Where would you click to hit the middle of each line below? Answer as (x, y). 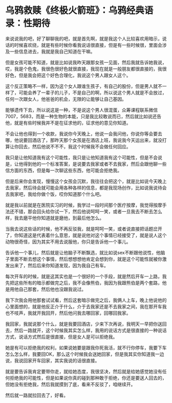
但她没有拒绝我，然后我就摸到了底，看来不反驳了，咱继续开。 (70, 384)
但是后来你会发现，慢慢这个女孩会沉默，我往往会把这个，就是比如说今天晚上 (86, 181)
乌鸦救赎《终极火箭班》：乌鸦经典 (75, 11)
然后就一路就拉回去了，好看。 (37, 395)
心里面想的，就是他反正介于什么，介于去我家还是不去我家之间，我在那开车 (84, 306)
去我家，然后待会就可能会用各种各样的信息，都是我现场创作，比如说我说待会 (86, 188)
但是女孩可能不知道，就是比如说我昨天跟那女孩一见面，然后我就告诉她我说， (86, 62)
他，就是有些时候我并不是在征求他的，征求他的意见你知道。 (68, 123)
